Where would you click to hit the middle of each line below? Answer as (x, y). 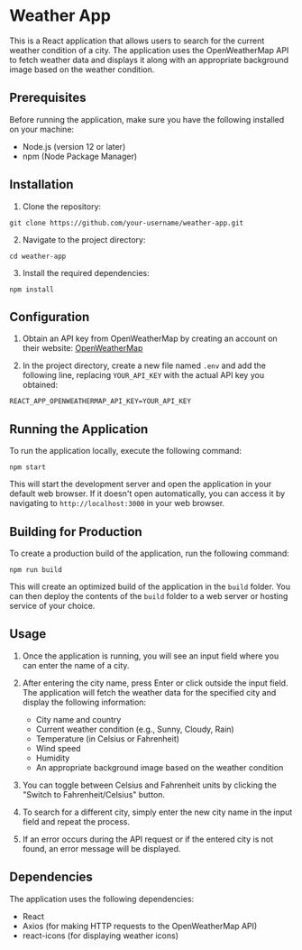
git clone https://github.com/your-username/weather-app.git (127, 223)
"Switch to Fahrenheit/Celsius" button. (93, 794)
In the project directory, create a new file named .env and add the (144, 365)
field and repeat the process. (76, 821)
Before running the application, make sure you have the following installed (147, 119)
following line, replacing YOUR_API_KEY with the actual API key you (143, 375)
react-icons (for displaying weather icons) (100, 936)
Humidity (53, 758)
